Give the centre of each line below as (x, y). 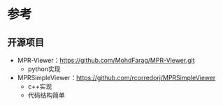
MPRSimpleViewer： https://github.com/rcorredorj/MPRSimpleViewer (116, 78)
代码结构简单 (46, 95)
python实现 (44, 69)
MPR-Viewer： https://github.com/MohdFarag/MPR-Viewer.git (106, 60)
